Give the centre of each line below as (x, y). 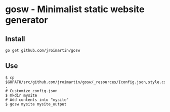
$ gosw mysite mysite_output (36, 104)
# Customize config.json (31, 91)
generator (27, 20)
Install (15, 39)
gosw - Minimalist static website (75, 9)
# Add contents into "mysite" (37, 100)
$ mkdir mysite (21, 95)
